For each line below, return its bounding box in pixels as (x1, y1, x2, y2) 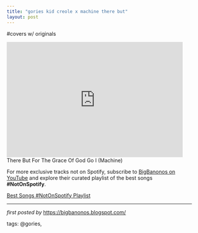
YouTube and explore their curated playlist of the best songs (6, 174, 153, 181)
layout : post (6, 14, 39, 20)
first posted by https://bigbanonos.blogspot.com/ (6, 208, 126, 215)
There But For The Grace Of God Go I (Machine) (6, 156, 123, 164)
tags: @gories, (6, 220, 42, 227)
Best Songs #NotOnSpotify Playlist (6, 191, 90, 199)
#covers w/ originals (6, 30, 56, 37)
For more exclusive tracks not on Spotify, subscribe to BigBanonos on (6, 168, 176, 175)
